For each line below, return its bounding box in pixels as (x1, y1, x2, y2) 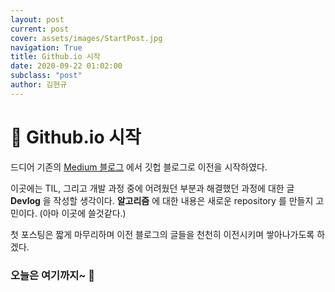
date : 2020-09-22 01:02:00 (10, 61, 123, 71)
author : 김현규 (10, 80, 68, 90)
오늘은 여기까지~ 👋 (10, 268, 95, 282)
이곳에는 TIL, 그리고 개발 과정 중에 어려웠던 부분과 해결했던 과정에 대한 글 (10, 182, 295, 194)
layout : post (10, 14, 65, 25)
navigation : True (10, 42, 83, 53)
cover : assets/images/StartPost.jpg (10, 33, 163, 43)
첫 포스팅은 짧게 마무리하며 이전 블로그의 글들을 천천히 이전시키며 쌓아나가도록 (10, 228, 315, 240)
